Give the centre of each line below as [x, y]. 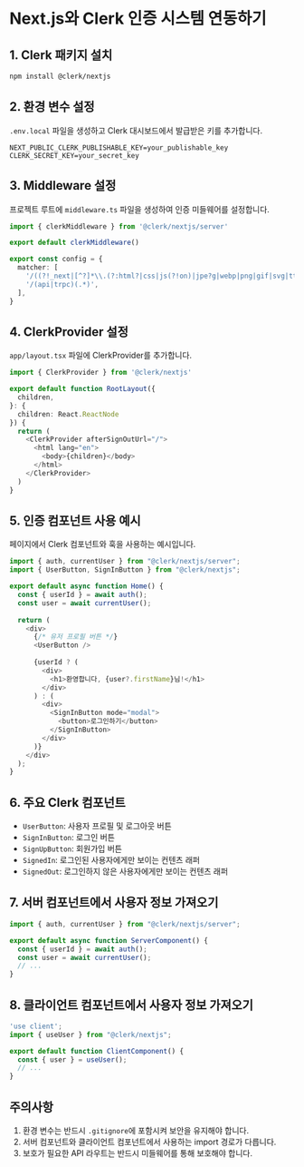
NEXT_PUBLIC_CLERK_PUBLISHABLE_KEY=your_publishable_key [119, 147]
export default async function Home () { [87, 586]
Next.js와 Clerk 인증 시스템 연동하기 [138, 19]
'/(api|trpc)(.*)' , [62, 284]
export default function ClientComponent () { [96, 1051]
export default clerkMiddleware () [75, 243]
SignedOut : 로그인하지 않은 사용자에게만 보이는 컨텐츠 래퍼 [125, 871]
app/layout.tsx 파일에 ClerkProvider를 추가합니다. [101, 356]
